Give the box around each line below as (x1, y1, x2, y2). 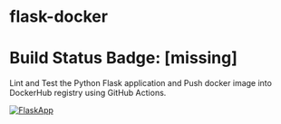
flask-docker (9, 6, 109, 27)
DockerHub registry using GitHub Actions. (9, 88, 167, 99)
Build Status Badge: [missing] (9, 48, 238, 69)
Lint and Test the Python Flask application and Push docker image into (9, 78, 272, 89)
